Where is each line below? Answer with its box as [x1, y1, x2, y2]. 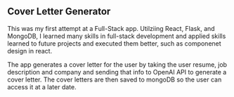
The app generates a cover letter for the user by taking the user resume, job [7, 60, 227, 69]
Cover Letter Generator [7, 6, 111, 18]
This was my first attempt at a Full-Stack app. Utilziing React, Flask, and [7, 24, 216, 32]
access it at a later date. [7, 82, 77, 91]
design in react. [7, 46, 53, 55]
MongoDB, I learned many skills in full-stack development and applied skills [7, 32, 226, 40]
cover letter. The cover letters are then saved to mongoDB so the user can [7, 75, 222, 84]
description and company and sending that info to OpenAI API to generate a [7, 67, 227, 76]
